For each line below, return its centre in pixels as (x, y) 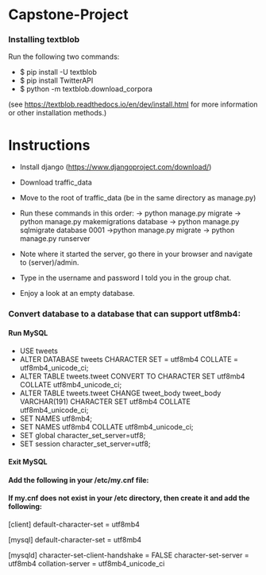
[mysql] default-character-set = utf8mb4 (75, 539)
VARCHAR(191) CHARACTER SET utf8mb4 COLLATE (105, 401)
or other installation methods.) (58, 113)
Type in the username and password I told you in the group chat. (125, 278)
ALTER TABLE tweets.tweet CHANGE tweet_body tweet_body (120, 393)
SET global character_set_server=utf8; (83, 435)
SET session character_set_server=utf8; (85, 444)
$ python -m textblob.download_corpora (86, 89)
